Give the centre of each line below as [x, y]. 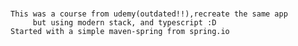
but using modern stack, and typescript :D [124, 23]
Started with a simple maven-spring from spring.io [120, 32]
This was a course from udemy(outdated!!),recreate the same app [149, 14]
